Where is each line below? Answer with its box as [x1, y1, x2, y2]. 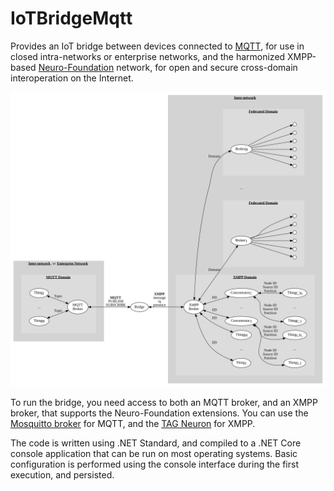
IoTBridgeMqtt [10, 7, 133, 30]
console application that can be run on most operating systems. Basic [10, 448, 298, 460]
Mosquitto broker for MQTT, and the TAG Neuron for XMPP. [10, 418, 256, 430]
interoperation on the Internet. [10, 72, 134, 84]
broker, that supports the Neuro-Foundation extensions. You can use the [10, 407, 309, 419]
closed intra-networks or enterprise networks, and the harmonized [10, 50, 286, 62]
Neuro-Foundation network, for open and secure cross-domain [38, 61, 298, 73]
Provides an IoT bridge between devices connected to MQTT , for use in [10, 40, 305, 52]
